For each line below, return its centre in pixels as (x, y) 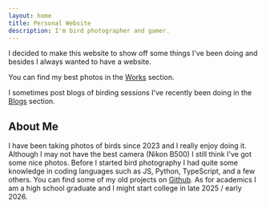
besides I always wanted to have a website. (80, 62)
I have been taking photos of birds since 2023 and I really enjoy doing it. (127, 146)
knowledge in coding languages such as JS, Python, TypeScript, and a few (132, 171)
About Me (33, 126)
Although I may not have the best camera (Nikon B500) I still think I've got (130, 154)
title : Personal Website (50, 23)
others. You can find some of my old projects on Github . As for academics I (132, 180)
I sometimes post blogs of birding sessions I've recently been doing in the (130, 93)
